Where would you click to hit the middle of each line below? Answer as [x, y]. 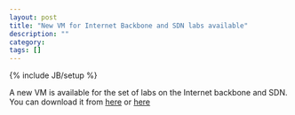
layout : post [33, 17]
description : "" [39, 34]
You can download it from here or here [80, 102]
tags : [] [25, 50]
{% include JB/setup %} [53, 75]
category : [28, 42]
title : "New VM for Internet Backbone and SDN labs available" [129, 26]
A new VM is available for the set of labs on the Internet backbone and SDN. [148, 93]
